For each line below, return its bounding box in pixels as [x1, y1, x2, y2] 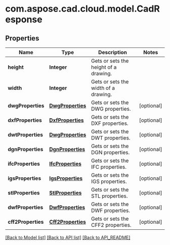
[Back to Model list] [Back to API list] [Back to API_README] [5, 234, 131, 240]
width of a [91, 84, 115, 91]
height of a [91, 64, 117, 71]
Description [98, 49, 127, 56]
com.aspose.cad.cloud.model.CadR [5, 3, 160, 15]
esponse [5, 14, 42, 25]
